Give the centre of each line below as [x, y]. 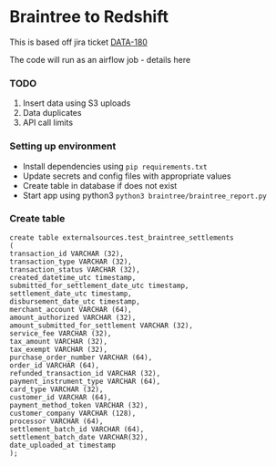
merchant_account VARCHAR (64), [71, 309]
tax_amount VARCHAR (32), [58, 341]
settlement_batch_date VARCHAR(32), [79, 437]
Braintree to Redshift [89, 17]
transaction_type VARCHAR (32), [71, 262]
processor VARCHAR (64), [56, 421]
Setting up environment [63, 146]
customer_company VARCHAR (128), [73, 413]
